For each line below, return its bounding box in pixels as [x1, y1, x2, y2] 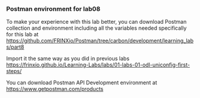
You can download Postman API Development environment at [6, 79, 158, 86]
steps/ [6, 68, 22, 75]
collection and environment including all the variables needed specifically [6, 24, 187, 31]
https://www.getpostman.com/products [6, 86, 103, 93]
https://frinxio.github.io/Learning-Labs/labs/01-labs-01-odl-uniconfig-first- [6, 61, 190, 68]
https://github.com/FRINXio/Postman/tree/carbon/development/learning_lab [6, 37, 194, 45]
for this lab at [6, 31, 39, 38]
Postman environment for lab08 [6, 5, 100, 13]
